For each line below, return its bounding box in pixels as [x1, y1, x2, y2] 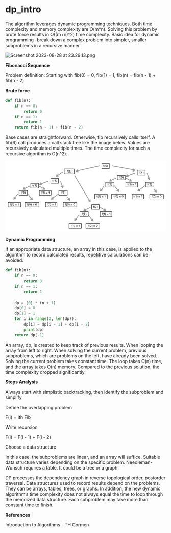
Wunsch [5, 464, 23, 471]
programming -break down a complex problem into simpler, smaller [5, 37, 147, 43]
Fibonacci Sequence [5, 62, 50, 68]
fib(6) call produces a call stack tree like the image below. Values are [5, 140, 150, 146]
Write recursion [5, 424, 38, 430]
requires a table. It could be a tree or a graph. [23, 464, 119, 471]
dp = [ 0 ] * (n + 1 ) [14, 300, 56, 305]
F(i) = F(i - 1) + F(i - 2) [5, 434, 51, 440]
